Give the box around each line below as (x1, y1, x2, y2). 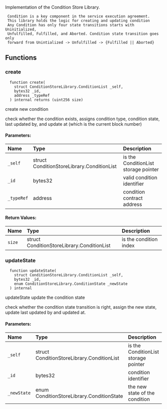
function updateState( (9, 268, 57, 273)
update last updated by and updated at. (5, 309, 86, 316)
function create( (9, 80, 46, 85)
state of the (128, 389, 155, 396)
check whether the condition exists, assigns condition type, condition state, (5, 116, 160, 122)
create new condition (5, 106, 49, 112)
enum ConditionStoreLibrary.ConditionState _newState (14, 281, 128, 286)
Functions (5, 53, 37, 62)
